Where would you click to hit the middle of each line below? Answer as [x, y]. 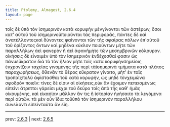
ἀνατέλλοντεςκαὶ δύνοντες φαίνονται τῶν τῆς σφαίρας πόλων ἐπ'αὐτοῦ [82, 40]
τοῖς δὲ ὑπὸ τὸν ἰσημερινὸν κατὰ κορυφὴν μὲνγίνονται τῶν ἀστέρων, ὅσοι [83, 29]
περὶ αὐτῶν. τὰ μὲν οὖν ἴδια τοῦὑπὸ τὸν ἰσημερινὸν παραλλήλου [74, 99]
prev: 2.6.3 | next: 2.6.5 [29, 119]
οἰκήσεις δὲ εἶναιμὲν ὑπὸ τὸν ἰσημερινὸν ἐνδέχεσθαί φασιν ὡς [71, 56]
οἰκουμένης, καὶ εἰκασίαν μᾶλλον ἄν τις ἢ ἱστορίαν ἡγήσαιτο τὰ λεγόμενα [83, 94]
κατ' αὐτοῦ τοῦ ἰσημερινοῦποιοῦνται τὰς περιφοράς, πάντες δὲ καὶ [76, 34]
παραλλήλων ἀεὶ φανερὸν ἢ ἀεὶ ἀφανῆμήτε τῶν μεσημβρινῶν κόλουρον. [83, 51]
